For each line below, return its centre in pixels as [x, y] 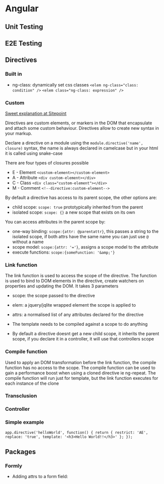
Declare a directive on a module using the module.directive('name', [74, 142]
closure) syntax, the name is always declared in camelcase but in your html [82, 148]
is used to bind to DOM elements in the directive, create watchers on [74, 281]
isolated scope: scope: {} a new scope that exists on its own [73, 212]
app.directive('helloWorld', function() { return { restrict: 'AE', [77, 432]
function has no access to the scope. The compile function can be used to [80, 368]
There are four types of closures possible [47, 163]
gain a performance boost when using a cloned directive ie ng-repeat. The [81, 373]
